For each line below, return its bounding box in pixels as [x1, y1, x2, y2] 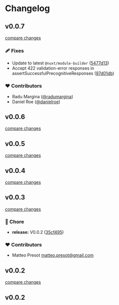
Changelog [5, 3, 50, 14]
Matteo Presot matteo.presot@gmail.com [12, 252, 94, 258]
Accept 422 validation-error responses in [12, 65, 94, 71]
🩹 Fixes [5, 47, 24, 54]
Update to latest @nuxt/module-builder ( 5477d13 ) [12, 60, 109, 66]
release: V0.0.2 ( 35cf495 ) [12, 229, 64, 235]
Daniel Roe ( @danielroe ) [12, 99, 61, 105]
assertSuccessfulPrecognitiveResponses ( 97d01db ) [12, 71, 115, 76]
